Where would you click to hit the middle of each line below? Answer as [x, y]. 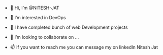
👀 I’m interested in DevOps [38, 17]
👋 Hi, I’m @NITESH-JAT [35, 8]
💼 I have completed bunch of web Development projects [69, 27]
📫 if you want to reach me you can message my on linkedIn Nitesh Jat [84, 47]
